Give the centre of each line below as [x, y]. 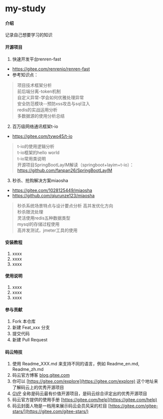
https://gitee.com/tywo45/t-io [42, 136]
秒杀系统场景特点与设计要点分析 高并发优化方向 [65, 206]
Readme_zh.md [28, 369]
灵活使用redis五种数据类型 [44, 218]
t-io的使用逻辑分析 [36, 146]
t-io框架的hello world [38, 152]
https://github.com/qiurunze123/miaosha [53, 195]
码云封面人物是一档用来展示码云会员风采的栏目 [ [61, 406]
